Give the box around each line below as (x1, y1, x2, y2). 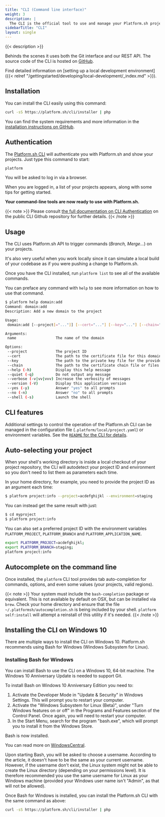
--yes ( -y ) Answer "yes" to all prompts (7, 386, 115, 391)
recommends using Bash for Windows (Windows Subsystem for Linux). (5, 644, 149, 650)
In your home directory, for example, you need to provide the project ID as (5, 479, 155, 485)
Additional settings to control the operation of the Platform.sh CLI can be (5, 421, 152, 427)
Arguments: (5, 331, 27, 336)
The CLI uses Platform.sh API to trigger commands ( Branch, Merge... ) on (5, 241, 152, 247)
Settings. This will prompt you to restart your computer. (12, 697, 124, 703)
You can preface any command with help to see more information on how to (5, 285, 159, 291)
